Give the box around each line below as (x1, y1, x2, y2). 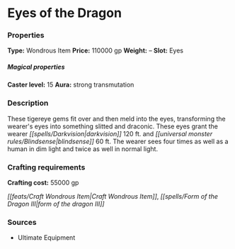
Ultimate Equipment (17, 233, 76, 242)
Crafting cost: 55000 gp (7, 179, 79, 187)
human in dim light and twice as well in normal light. (7, 144, 158, 153)
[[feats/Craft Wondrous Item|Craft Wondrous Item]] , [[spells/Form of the (7, 192, 218, 201)
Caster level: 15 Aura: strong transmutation (7, 80, 134, 89)
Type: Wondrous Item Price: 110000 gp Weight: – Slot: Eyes (7, 46, 184, 55)
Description (7, 98, 49, 108)
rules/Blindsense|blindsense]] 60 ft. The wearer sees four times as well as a (7, 137, 229, 145)
